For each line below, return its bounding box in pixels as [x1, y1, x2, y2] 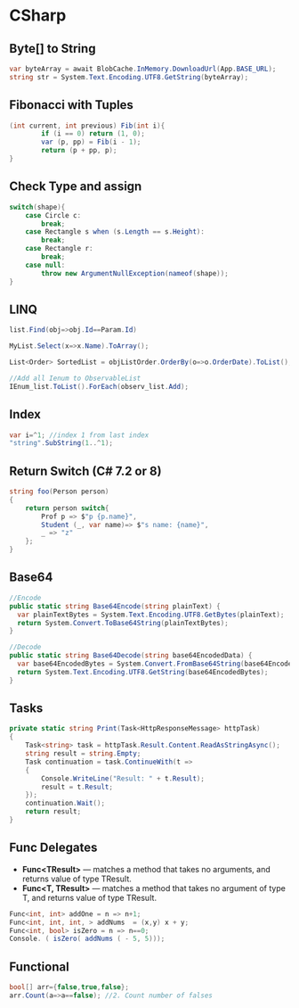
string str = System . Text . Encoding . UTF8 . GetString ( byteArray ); [9, 72, 249, 81]
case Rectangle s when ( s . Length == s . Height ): [25, 227, 205, 236]
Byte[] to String [9, 41, 96, 56]
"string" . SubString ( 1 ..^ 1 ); [9, 439, 114, 448]
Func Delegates [9, 840, 98, 855]
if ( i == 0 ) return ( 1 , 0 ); [41, 129, 145, 138]
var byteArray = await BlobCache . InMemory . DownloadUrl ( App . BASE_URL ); [9, 64, 277, 73]
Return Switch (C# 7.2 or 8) [9, 463, 162, 478]
